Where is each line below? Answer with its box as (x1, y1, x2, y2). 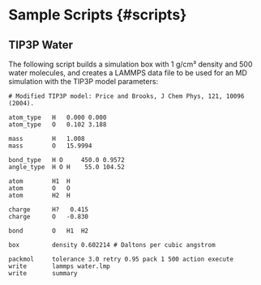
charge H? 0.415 (8, 206, 89, 214)
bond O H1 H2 (8, 227, 89, 235)
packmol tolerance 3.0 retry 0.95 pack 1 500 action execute (8, 255, 233, 263)
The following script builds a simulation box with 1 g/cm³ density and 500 (8, 59, 253, 69)
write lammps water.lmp (8, 262, 111, 270)
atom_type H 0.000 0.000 (8, 113, 107, 121)
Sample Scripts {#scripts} (8, 6, 187, 24)
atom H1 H (8, 177, 71, 185)
